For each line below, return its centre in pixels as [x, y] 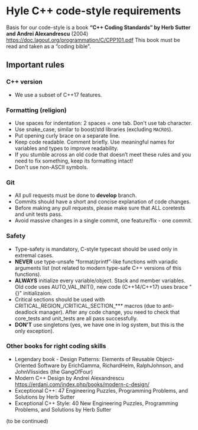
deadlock [26, 312]
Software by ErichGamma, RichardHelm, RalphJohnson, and [111, 365]
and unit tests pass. [39, 214]
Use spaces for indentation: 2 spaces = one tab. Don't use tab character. [103, 123]
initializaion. [38, 293]
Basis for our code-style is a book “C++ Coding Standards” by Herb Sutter [98, 27]
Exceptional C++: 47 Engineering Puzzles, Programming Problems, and [101, 390]
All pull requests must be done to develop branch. [76, 195]
